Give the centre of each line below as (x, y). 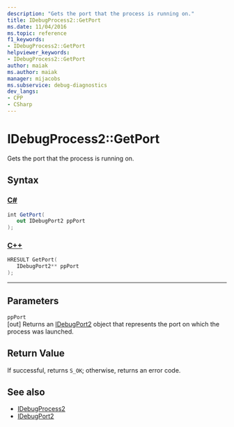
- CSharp (20, 105)
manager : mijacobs (34, 78)
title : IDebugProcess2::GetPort (54, 20)
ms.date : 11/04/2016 (37, 27)
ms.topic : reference (37, 33)
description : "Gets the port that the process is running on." (101, 14)
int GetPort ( (26, 215)
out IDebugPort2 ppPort (51, 221)
